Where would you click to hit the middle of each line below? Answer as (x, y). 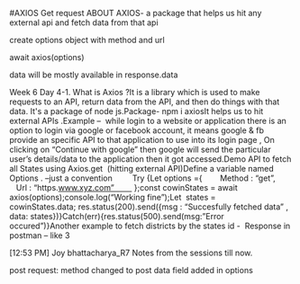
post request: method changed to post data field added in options (132, 270)
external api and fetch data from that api (84, 22)
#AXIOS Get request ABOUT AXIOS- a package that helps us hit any (136, 13)
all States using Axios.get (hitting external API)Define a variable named (141, 169)
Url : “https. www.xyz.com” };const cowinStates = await (127, 187)
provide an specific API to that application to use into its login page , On (142, 140)
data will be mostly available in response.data (94, 75)
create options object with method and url (87, 40)
